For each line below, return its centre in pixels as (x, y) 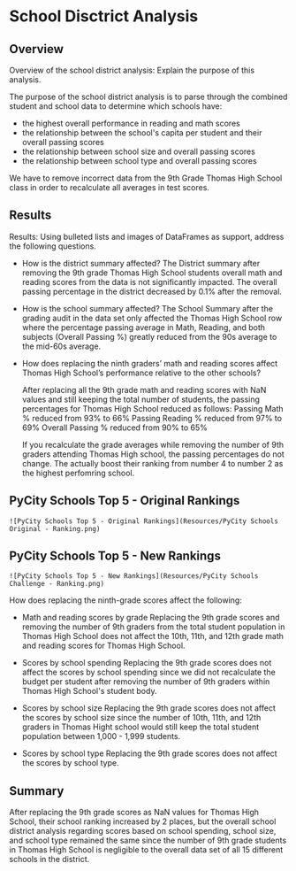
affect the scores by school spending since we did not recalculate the (148, 672)
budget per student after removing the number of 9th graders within (146, 682)
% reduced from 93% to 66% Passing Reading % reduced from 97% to (152, 418)
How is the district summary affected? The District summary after (141, 263)
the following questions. (53, 246)
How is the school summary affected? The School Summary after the (148, 308)
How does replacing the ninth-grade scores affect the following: (126, 600)
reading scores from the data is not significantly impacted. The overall (149, 281)
